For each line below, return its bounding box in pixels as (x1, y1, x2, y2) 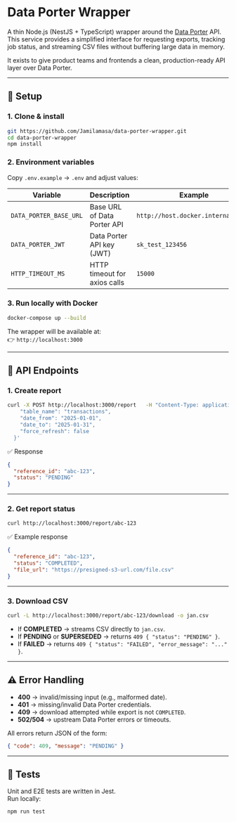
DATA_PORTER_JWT (11, 240, 65, 248)
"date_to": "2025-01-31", (20, 421, 96, 429)
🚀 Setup (7, 91, 43, 103)
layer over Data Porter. (7, 63, 72, 72)
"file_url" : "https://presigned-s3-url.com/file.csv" (13, 566, 174, 573)
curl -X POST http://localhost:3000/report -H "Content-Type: (7, 402, 199, 409)
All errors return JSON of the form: (7, 728, 107, 737)
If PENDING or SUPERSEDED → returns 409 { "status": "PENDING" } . (17, 632, 221, 641)
